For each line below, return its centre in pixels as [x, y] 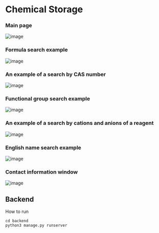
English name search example [43, 147]
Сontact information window [42, 172]
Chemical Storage [44, 9]
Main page [19, 26]
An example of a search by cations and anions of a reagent [79, 123]
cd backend [17, 221]
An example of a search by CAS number [56, 74]
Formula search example [37, 50]
